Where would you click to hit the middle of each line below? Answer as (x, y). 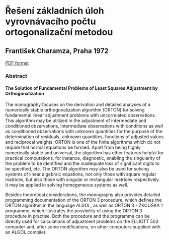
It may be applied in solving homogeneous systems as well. (67, 185)
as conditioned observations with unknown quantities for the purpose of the (84, 132)
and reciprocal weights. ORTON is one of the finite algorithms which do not (83, 142)
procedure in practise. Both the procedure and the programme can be (77, 216)
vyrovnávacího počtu (51, 21)
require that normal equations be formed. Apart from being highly (73, 147)
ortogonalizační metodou (59, 32)
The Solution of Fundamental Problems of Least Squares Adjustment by (81, 88)
